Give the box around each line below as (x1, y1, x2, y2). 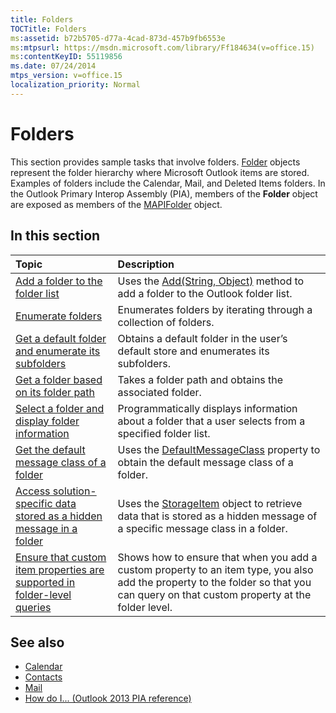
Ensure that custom (15, 550, 107, 564)
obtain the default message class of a (117, 455, 294, 469)
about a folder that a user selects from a (117, 414, 306, 428)
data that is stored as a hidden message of (117, 509, 318, 523)
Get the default (15, 442, 86, 456)
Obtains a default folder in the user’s (117, 331, 288, 345)
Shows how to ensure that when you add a (117, 550, 318, 564)
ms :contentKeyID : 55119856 (10, 52, 123, 62)
